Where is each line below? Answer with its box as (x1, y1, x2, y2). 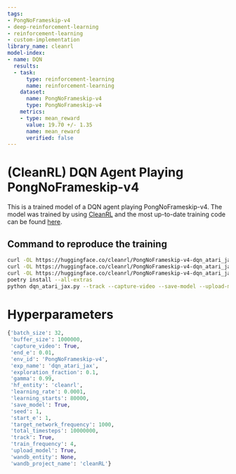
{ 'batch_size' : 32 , (7, 329, 65, 337)
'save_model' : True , (10, 401, 71, 408)
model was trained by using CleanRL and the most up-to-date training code (7, 210, 226, 218)
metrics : (20, 108, 46, 115)
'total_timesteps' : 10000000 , (10, 428, 99, 435)
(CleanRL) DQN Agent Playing (7, 164, 184, 180)
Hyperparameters (7, 306, 114, 322)
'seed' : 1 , (10, 408, 42, 415)
